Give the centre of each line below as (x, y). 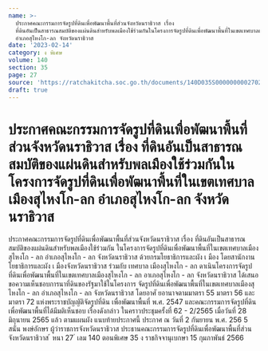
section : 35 (28, 68)
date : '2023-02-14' (41, 45)
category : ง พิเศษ (35, 53)
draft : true (28, 90)
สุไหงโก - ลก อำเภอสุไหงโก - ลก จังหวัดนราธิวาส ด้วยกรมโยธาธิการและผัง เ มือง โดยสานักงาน (132, 257)
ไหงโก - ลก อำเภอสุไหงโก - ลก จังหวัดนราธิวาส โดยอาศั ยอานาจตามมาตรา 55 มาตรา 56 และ (132, 293)
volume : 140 (28, 61)
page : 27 (23, 75)
